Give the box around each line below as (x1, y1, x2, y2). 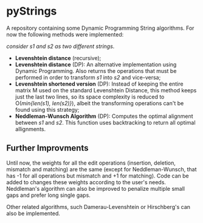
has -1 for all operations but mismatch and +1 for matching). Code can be (6, 172, 190, 179)
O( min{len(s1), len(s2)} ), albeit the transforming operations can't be (15, 99, 184, 107)
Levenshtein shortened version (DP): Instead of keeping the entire (15, 80, 184, 87)
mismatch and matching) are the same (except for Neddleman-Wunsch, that (6, 165, 197, 173)
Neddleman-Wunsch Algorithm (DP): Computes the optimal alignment (15, 112, 193, 120)
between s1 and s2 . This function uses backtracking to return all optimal (15, 118, 196, 126)
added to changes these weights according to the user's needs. (6, 178, 166, 186)
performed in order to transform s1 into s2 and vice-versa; (15, 74, 161, 81)
